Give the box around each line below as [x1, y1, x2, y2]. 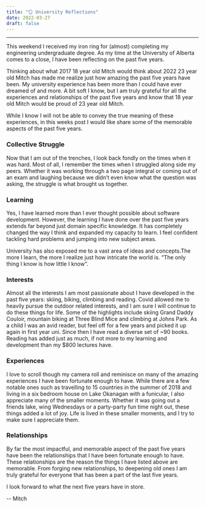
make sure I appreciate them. [6, 416, 80, 423]
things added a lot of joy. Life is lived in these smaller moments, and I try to [6, 409, 195, 416]
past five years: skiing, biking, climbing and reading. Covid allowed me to [6, 296, 190, 303]
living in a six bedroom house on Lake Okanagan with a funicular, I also [6, 390, 185, 398]
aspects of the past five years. [6, 125, 83, 132]
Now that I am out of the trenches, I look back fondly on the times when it [6, 154, 191, 161]
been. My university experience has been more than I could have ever [6, 81, 182, 88]
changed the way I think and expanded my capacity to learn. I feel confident [6, 229, 198, 236]
